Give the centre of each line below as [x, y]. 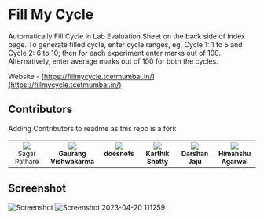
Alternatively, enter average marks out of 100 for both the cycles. [113, 61]
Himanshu [235, 153]
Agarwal [235, 161]
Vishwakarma [73, 161]
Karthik [158, 153]
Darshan [195, 153]
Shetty [158, 161]
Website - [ [26, 76]
